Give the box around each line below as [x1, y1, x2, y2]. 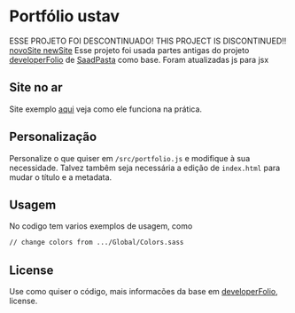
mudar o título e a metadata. [9, 171, 113, 183]
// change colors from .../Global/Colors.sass [9, 238, 184, 247]
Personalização [9, 129, 97, 145]
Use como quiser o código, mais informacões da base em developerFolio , [9, 286, 279, 297]
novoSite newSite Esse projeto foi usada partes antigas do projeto [9, 44, 250, 55]
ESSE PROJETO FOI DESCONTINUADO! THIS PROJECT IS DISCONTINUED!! [9, 35, 287, 46]
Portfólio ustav [9, 6, 120, 27]
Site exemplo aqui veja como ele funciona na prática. [9, 104, 202, 114]
